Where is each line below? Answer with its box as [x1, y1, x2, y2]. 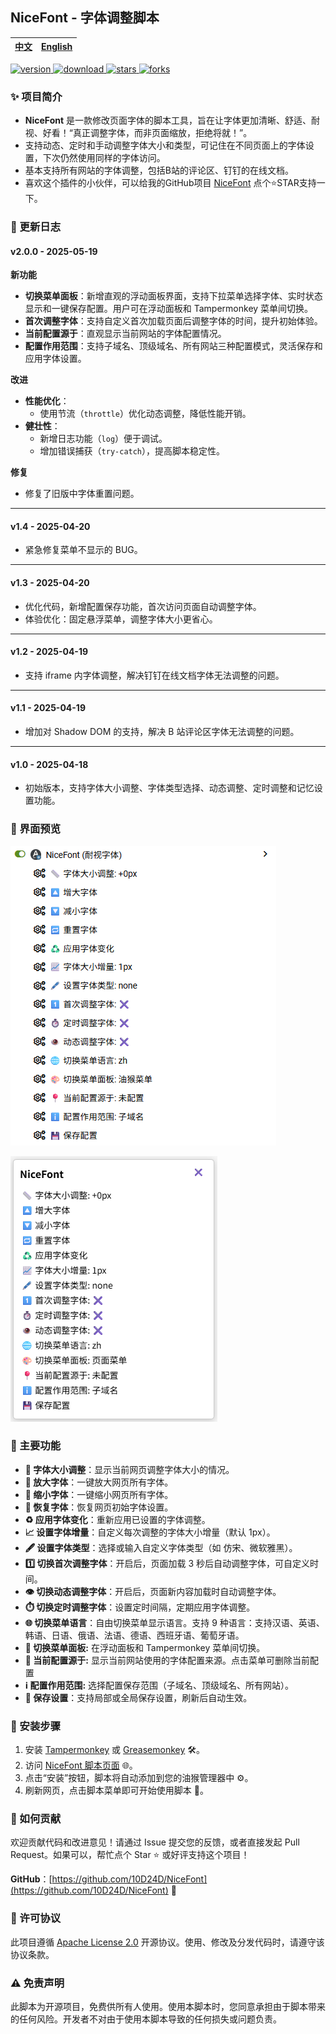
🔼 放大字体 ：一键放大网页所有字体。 [24, 1476, 174, 1488]
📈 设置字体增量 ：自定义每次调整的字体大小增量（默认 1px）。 [24, 1526, 276, 1538]
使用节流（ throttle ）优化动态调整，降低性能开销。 [39, 408, 252, 420]
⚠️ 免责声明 [10, 1976, 65, 1990]
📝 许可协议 [10, 1911, 62, 1925]
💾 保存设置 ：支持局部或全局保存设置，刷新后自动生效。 [24, 1691, 253, 1703]
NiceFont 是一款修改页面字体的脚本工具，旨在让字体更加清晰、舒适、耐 [24, 114, 321, 127]
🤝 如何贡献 [10, 1812, 62, 1826]
